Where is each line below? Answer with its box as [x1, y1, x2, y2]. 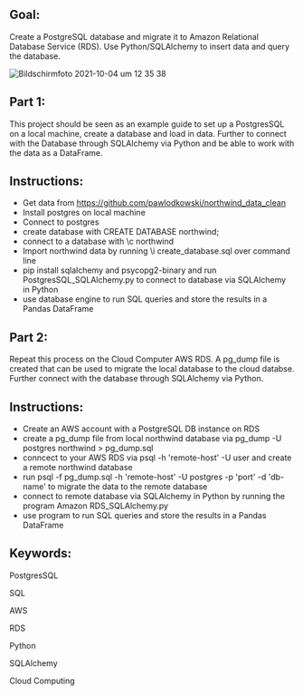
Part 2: [9, 330, 48, 345]
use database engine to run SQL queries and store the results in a [22, 294, 268, 304]
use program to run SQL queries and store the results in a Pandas [22, 510, 267, 521]
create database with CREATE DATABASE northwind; [22, 227, 220, 237]
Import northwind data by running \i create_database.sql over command [22, 246, 291, 256]
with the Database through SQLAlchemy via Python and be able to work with [9, 138, 295, 149]
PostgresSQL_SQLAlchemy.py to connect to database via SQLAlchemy [22, 275, 287, 285]
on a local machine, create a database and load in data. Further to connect [9, 128, 287, 139]
